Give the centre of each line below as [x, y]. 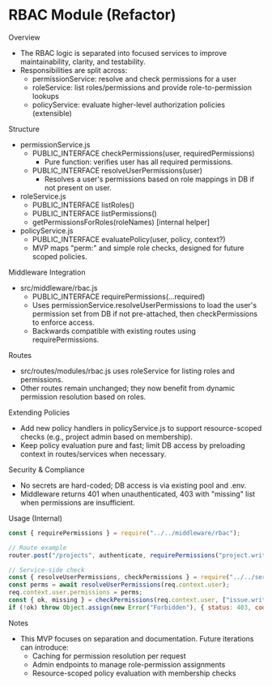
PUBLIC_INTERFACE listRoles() [83, 205]
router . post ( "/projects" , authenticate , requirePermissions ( [114, 555]
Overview [24, 37]
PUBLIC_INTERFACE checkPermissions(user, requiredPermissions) [143, 153]
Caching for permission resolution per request [109, 656]
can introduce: [44, 647]
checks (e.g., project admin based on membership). [106, 437]
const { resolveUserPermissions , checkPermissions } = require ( [119, 577]
